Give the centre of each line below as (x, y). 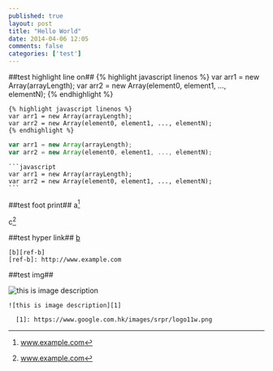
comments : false (36, 46)
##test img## (31, 275)
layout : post (30, 24)
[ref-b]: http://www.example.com (65, 260)
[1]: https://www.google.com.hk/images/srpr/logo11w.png (114, 320)
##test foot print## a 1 (44, 204)
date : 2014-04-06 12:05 (49, 39)
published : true (36, 16)
